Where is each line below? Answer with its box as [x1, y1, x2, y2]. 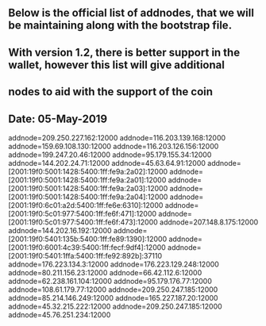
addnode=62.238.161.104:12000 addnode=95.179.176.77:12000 [8, 276, 213, 286]
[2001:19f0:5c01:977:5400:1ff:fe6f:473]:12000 [8, 217, 159, 227]
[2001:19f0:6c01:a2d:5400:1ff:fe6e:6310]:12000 [8, 200, 164, 209]
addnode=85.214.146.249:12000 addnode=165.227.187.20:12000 [8, 293, 218, 302]
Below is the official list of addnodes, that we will [8, 6, 254, 20]
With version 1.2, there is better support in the [8, 45, 241, 59]
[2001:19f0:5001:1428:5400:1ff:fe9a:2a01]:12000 [8, 175, 167, 185]
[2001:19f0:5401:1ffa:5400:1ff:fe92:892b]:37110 [8, 251, 163, 260]
